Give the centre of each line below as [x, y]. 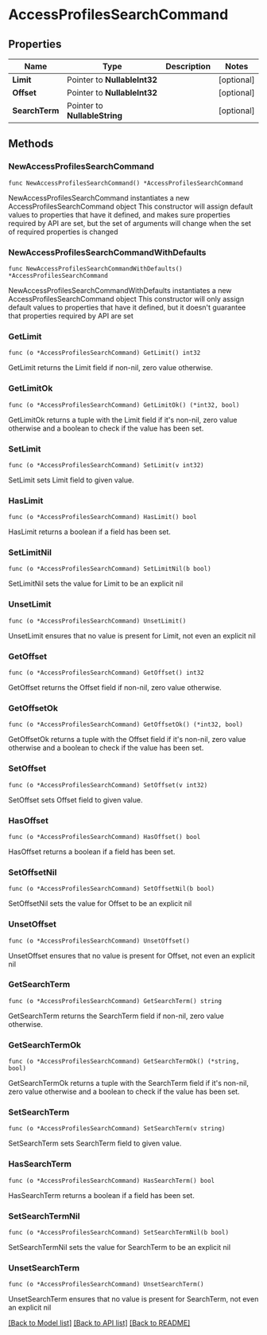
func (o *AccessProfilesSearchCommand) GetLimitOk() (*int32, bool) [124, 405]
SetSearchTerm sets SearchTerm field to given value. [95, 1143]
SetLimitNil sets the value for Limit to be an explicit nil [96, 584]
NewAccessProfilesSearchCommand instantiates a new [99, 197]
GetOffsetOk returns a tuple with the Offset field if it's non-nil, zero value [127, 740]
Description [188, 66]
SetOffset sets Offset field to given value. [75, 800]
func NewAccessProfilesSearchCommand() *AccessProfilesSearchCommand [126, 183]
